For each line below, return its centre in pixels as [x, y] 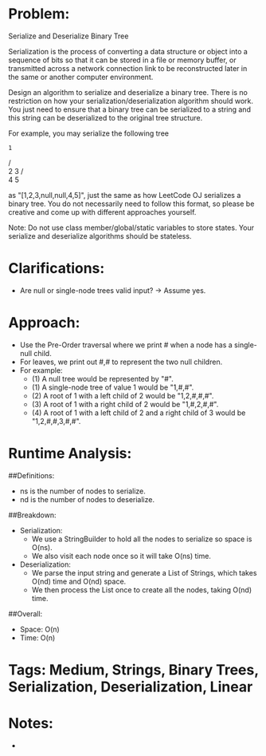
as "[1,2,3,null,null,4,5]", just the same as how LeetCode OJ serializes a [125, 195]
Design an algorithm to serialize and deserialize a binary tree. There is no [128, 92]
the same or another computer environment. [81, 77]
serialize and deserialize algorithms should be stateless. [100, 236]
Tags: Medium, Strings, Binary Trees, [133, 669]
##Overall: [25, 614]
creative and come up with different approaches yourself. [102, 212]
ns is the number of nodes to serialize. [82, 491]
